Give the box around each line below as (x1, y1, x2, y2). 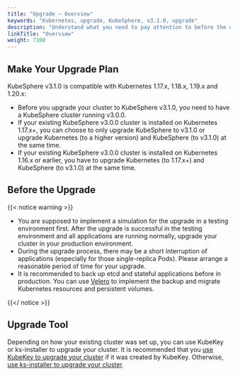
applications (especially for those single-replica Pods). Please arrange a (17, 254, 228, 262)
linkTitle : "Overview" (7, 30, 74, 38)
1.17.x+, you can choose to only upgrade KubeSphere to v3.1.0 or (17, 126, 205, 134)
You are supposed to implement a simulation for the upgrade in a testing (17, 216, 229, 225)
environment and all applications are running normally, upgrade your (17, 231, 217, 240)
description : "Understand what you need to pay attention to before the (7, 23, 227, 31)
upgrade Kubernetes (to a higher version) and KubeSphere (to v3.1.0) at (17, 133, 227, 142)
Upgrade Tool (7, 319, 69, 331)
